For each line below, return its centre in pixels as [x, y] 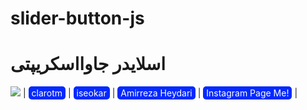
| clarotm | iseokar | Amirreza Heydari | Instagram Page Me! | [160, 93]
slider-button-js [77, 18]
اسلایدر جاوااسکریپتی [88, 64]
